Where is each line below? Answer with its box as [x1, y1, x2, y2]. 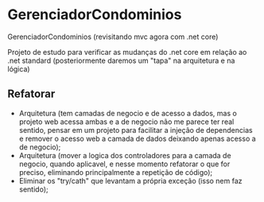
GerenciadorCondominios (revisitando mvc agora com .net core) [7, 32, 219, 41]
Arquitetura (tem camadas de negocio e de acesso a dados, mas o [18, 108, 238, 118]
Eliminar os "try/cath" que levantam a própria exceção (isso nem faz [18, 176, 243, 185]
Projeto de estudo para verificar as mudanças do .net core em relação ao [7, 47, 247, 56]
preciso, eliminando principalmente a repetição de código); [18, 167, 213, 177]
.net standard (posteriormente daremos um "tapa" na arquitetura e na [7, 56, 235, 65]
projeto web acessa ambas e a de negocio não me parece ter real [18, 117, 235, 126]
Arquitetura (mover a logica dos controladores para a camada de [18, 150, 231, 160]
